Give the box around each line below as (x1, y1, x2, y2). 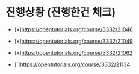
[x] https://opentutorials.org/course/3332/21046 (14, 25, 133, 33)
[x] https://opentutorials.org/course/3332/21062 (14, 49, 133, 56)
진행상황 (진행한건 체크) (5, 5, 116, 19)
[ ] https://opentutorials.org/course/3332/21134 (14, 61, 131, 68)
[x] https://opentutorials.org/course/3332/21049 (14, 37, 133, 45)
